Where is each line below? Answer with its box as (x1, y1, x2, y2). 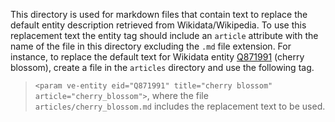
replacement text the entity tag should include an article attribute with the (10, 30, 319, 41)
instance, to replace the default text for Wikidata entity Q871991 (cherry (10, 51, 305, 63)
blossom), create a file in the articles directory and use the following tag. (10, 62, 315, 73)
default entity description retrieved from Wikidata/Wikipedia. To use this (10, 19, 307, 31)
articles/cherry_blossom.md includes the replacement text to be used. (34, 100, 326, 112)
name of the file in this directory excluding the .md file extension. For (10, 40, 292, 52)
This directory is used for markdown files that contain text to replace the (10, 9, 308, 20)
